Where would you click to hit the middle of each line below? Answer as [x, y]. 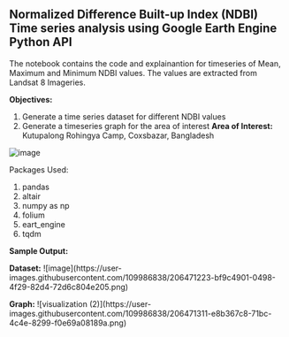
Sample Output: [39, 250]
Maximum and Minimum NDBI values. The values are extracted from [133, 73]
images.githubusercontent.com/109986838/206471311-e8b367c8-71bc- [141, 313]
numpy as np [46, 205]
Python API [41, 42]
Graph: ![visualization [49, 303]
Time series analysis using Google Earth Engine [143, 29]
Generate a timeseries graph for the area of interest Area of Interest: [147, 126]
